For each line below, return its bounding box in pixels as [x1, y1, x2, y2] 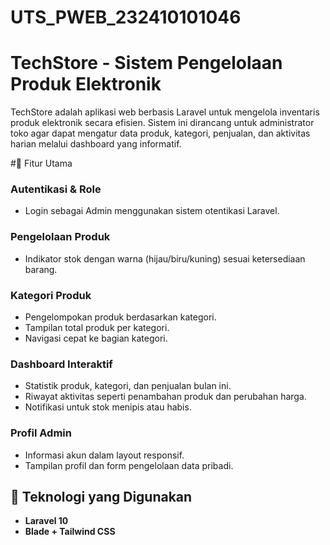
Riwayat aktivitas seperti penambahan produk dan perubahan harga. [24, 391, 307, 403]
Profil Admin [10, 426, 72, 440]
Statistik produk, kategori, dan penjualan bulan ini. [24, 380, 232, 392]
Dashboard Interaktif [10, 357, 113, 371]
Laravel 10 [24, 515, 69, 527]
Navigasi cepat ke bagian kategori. [24, 332, 168, 345]
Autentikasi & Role [10, 182, 102, 196]
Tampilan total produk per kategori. [24, 322, 170, 334]
